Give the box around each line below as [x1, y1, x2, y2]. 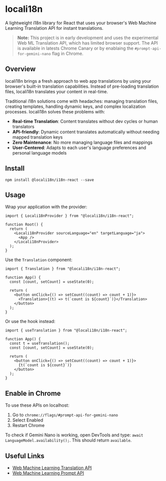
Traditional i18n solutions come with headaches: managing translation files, [5, 98, 159, 104]
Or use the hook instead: [5, 319, 55, 324]
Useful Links [5, 452, 45, 460]
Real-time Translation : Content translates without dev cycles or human [12, 118, 158, 124]
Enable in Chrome [5, 389, 61, 397]
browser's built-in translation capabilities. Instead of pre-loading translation [5, 83, 159, 89]
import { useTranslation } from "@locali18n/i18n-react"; [5, 328, 127, 333]
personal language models [12, 150, 67, 156]
